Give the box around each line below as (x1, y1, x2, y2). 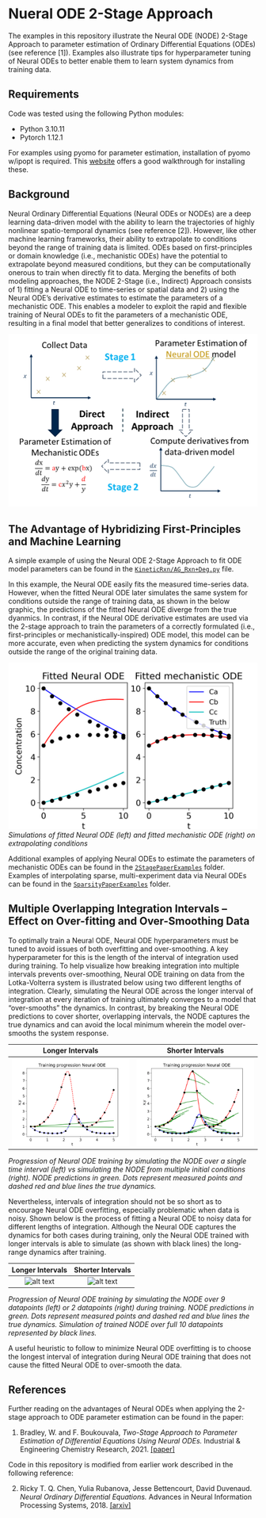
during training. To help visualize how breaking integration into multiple (8, 961, 240, 970)
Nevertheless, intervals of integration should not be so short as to (8, 1197, 222, 1206)
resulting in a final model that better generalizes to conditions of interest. (8, 318, 245, 327)
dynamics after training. (28, 1248, 107, 1257)
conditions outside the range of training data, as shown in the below (8, 596, 230, 606)
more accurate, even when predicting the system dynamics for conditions (8, 639, 249, 648)
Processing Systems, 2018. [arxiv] (19, 1501, 131, 1510)
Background (8, 188, 70, 201)
